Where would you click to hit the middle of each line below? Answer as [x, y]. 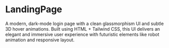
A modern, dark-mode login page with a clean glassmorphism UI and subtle [84, 23]
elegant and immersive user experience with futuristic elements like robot [82, 34]
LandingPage [34, 9]
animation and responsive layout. [40, 40]
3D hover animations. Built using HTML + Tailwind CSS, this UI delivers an [83, 29]
